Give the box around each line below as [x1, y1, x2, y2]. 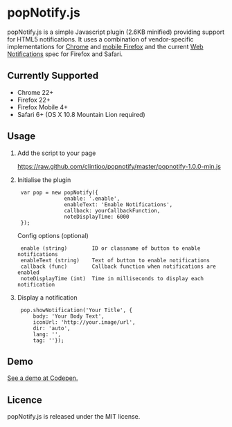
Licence [7, 394, 43, 406]
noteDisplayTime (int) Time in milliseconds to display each [20, 275, 204, 282]
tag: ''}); [33, 337, 64, 344]
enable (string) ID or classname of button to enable [20, 244, 201, 252]
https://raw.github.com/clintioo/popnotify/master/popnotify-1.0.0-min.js [17, 162, 222, 170]
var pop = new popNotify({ [20, 189, 98, 196]
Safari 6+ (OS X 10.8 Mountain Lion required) [17, 110, 145, 118]
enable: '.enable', [64, 195, 121, 202]
